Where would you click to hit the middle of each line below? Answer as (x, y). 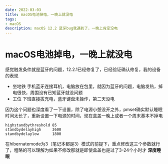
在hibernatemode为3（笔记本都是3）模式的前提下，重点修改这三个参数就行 (83, 144)
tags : (11, 19)
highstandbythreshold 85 (31, 125)
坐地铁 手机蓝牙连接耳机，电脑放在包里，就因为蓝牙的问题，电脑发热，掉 (87, 86)
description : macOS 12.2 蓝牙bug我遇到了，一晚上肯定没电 (61, 28)
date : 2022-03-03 (23, 10)
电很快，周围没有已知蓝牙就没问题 (47, 92)
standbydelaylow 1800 (33, 134)
